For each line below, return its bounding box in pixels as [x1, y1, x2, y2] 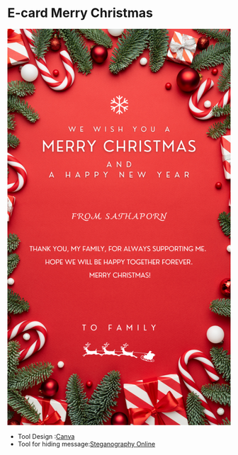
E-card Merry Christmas [7, 5, 154, 21]
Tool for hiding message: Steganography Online [17, 439, 156, 448]
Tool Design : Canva [17, 432, 75, 440]
